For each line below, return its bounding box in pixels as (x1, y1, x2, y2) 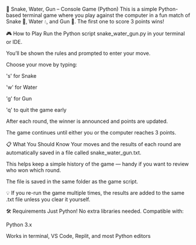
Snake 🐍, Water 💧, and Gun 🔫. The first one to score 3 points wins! (6, 18, 164, 25)
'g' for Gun (6, 95, 32, 102)
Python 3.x (6, 221, 32, 228)
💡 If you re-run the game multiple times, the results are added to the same (6, 189, 185, 196)
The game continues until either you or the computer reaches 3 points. (6, 129, 177, 136)
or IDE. (6, 39, 22, 45)
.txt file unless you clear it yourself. (6, 196, 91, 203)
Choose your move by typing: (6, 61, 78, 68)
